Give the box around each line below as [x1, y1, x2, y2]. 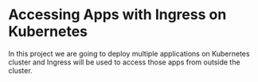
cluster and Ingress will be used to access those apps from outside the [8, 57, 240, 67]
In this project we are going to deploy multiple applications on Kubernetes [8, 49, 250, 58]
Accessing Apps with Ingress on [8, 6, 227, 24]
